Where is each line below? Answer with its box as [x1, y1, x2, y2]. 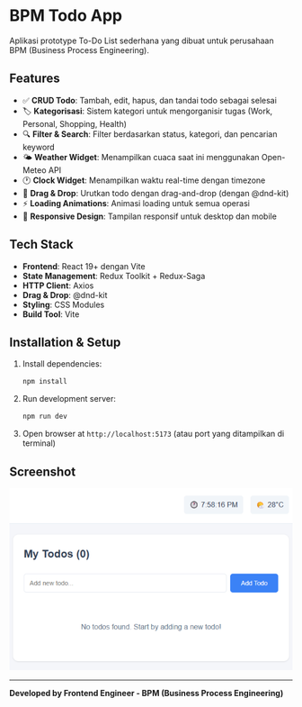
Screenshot [9, 464, 76, 479]
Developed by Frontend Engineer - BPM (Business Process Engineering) [9, 688, 284, 699]
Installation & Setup [9, 334, 121, 349]
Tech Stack [9, 237, 74, 252]
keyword [22, 141, 56, 152]
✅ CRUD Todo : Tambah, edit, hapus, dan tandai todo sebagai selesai [22, 95, 277, 105]
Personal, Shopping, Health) [22, 118, 128, 129]
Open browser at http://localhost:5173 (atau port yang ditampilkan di [22, 429, 285, 440]
